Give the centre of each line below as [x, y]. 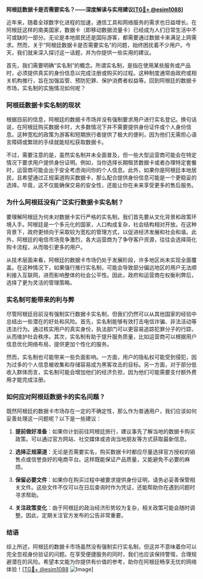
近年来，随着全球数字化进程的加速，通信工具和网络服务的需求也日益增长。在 [101, 22]
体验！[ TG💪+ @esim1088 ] [50, 569]
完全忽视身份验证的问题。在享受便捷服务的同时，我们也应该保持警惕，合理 [99, 554]
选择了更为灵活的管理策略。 [41, 282]
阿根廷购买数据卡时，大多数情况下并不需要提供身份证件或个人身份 [104, 127]
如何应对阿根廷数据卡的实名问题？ [56, 396]
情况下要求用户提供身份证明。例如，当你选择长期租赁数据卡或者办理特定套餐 [101, 163]
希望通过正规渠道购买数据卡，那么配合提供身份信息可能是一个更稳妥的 [109, 178]
